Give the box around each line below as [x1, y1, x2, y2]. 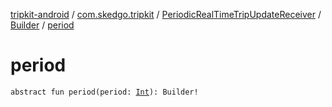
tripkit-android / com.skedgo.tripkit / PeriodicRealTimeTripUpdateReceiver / [10, 9, 322, 20]
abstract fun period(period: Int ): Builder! [10, 87, 199, 97]
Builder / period [10, 19, 75, 31]
